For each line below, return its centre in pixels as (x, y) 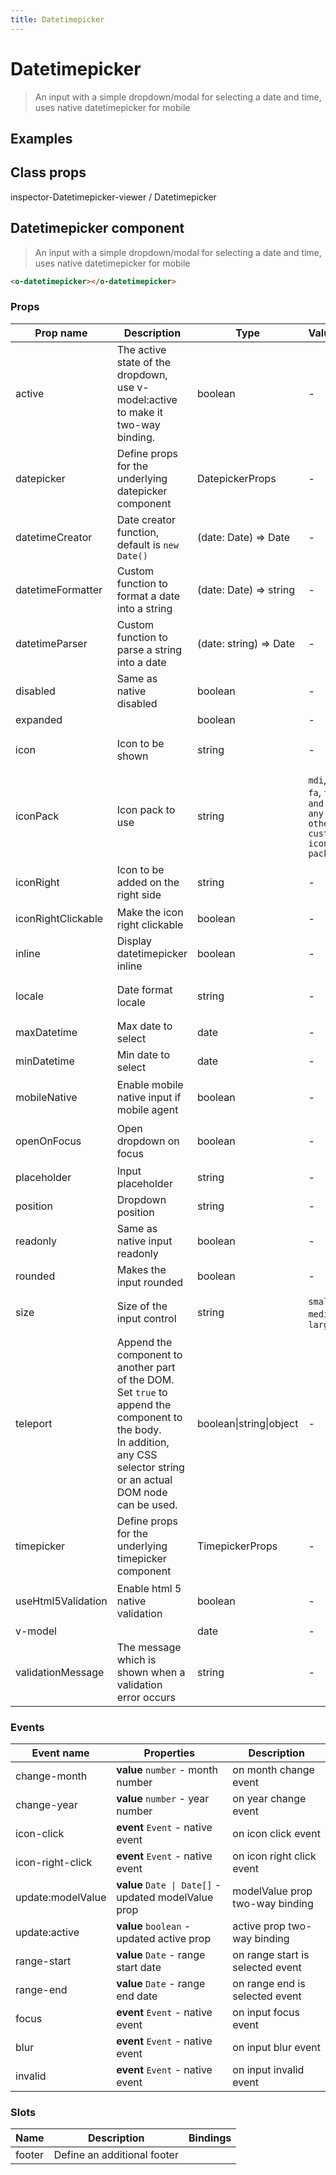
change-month (51, 1776)
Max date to (144, 1026)
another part (146, 1367)
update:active (47, 1933)
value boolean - (154, 1926)
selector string (150, 1467)
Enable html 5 (149, 1588)
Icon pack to (146, 809)
